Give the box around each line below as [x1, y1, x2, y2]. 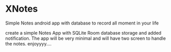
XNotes [5, 3, 38, 15]
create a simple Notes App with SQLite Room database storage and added [5, 30, 162, 36]
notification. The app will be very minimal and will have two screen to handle [5, 35, 166, 41]
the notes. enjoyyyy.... [5, 40, 52, 46]
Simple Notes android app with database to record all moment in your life [5, 20, 159, 26]
